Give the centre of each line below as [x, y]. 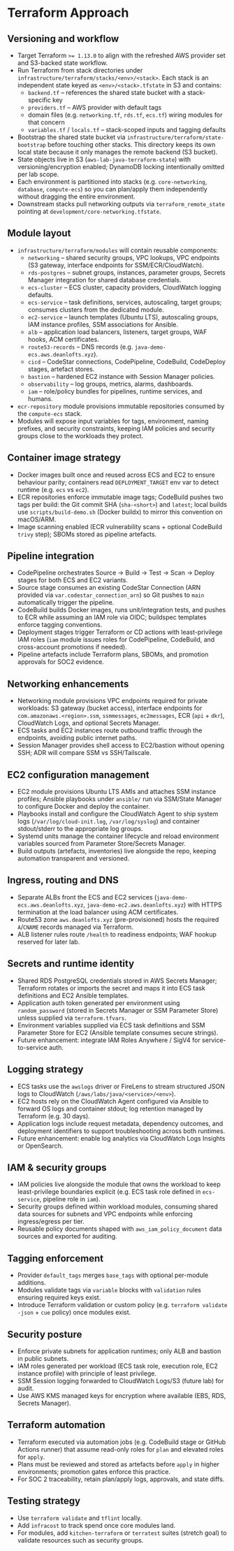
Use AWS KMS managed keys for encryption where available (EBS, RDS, [122, 1395]
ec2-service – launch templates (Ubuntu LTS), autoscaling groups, [123, 317]
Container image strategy [64, 458]
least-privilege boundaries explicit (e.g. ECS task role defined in [109, 1192]
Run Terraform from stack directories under [80, 70]
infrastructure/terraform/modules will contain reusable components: [118, 250]
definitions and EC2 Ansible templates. [73, 995]
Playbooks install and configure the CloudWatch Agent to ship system [118, 814]
